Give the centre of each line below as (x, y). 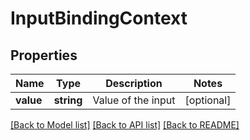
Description (134, 83)
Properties (44, 55)
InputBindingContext (99, 18)
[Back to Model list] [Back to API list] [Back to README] (125, 125)
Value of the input (134, 100)
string (68, 100)
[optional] (208, 100)
